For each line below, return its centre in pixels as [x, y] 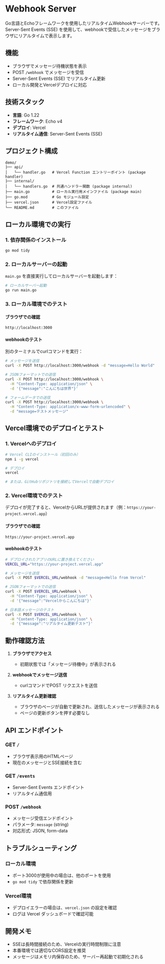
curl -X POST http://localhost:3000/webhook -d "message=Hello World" [80, 365]
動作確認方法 [25, 640]
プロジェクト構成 [31, 151]
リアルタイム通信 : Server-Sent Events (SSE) [57, 133]
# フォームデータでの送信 [28, 397]
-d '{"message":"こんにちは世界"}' [44, 388]
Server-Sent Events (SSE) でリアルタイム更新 [59, 78]
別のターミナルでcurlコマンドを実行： [44, 351]
